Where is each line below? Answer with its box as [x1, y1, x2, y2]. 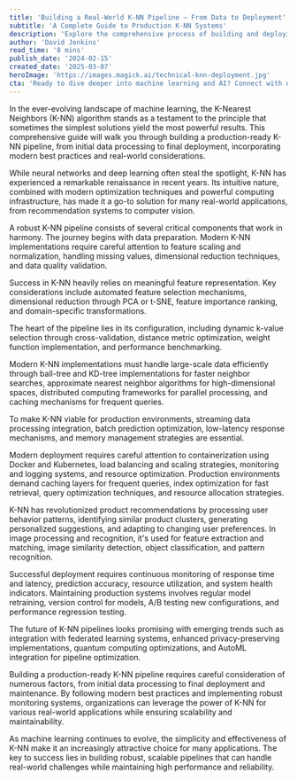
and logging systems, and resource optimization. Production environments [9, 468, 281, 479]
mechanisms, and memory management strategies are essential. [9, 432, 245, 443]
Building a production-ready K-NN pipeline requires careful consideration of [9, 668, 286, 679]
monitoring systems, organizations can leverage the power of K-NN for [9, 697, 267, 707]
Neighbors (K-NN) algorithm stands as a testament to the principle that [9, 113, 267, 123]
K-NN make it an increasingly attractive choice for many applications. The [9, 742, 278, 754]
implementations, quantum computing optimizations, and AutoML [9, 642, 247, 652]
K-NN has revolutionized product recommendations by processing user [9, 504, 269, 515]
